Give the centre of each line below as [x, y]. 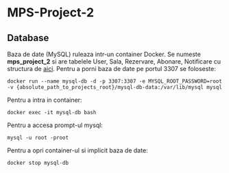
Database [28, 38]
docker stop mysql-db [38, 163]
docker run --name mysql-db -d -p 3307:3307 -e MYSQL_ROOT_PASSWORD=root [115, 81]
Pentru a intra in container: [45, 100]
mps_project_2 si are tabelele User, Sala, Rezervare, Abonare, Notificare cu [114, 62]
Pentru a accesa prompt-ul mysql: [55, 125]
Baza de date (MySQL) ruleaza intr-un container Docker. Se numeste [104, 54]
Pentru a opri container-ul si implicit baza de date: [78, 150]
